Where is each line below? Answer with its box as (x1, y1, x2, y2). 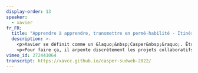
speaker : (6, 14, 28, 20)
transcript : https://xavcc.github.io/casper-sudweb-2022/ (6, 58, 151, 64)
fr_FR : (6, 25, 22, 31)
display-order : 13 (6, 8, 51, 15)
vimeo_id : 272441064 (6, 52, 57, 58)
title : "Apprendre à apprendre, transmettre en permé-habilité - (11, 31, 176, 36)
